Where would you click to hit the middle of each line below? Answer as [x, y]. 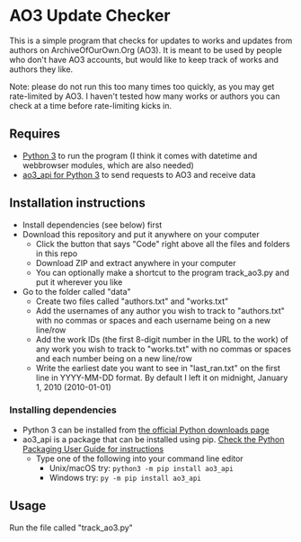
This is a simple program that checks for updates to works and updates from [151, 40]
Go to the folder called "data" [77, 291]
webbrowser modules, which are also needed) [108, 165]
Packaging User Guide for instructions [93, 449]
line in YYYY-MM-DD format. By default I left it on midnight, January [162, 378]
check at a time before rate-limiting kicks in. [91, 105]
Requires [35, 134]
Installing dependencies [63, 410]
